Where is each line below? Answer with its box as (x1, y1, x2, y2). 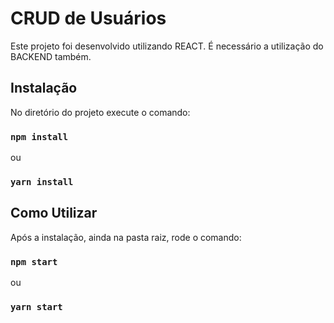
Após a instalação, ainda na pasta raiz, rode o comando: (10, 231, 242, 243)
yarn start (10, 302, 63, 312)
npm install (10, 131, 69, 142)
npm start (10, 256, 58, 267)
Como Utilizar (10, 205, 98, 222)
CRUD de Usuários (10, 7, 167, 30)
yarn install (10, 176, 74, 187)
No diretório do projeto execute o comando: (10, 106, 191, 118)
